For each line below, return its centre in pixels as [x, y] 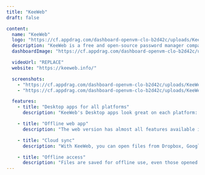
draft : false [23, 18]
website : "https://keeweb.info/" [54, 68]
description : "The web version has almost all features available [109, 129]
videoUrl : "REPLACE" [38, 62]
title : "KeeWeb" [27, 12]
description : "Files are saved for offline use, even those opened [110, 163]
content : [17, 29]
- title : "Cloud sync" [46, 140]
